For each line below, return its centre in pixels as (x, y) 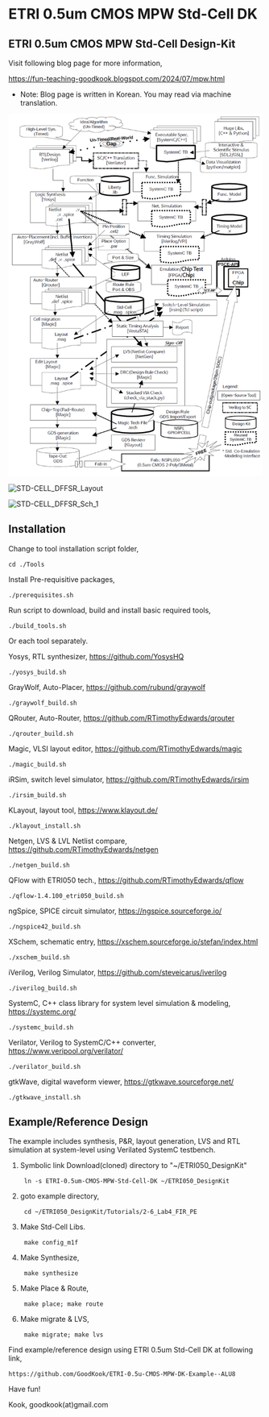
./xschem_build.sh (39, 957)
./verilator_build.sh (45, 1066)
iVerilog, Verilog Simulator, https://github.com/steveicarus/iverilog (118, 972)
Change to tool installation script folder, (74, 548)
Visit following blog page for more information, (85, 63)
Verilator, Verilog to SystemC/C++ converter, (83, 1042)
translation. (39, 103)
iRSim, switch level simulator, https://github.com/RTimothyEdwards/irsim (129, 779)
